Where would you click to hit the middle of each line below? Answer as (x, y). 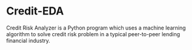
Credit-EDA (35, 11)
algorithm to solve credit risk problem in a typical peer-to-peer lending (93, 34)
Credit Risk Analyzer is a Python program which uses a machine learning (96, 28)
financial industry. (28, 40)
